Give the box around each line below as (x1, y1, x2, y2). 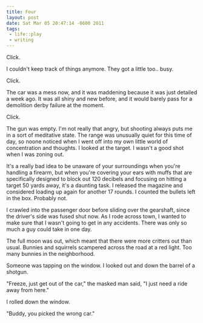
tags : (6, 25, 20, 32)
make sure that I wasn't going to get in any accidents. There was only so (6, 219, 187, 226)
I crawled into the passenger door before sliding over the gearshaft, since (6, 206, 190, 214)
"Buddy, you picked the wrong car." (6, 310, 95, 317)
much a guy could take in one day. (6, 226, 92, 233)
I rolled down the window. (6, 298, 71, 305)
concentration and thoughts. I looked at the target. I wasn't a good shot (6, 145, 184, 151)
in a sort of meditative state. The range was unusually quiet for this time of (6, 131, 192, 139)
